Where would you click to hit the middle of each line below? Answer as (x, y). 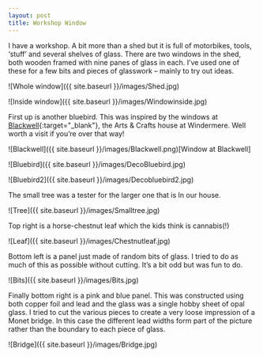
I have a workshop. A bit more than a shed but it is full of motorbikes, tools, (130, 45)
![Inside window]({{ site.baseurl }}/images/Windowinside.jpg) (108, 101)
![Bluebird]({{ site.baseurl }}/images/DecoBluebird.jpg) (97, 164)
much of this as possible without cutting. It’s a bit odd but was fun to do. (126, 264)
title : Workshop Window (47, 23)
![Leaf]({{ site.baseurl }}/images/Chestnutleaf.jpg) (90, 241)
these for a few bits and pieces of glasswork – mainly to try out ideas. (121, 70)
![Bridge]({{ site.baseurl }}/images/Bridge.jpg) (83, 344)
